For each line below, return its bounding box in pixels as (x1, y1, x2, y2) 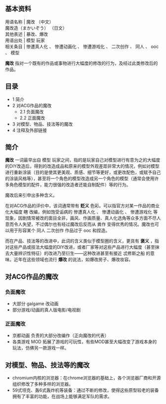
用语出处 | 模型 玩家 (5, 37, 45, 43)
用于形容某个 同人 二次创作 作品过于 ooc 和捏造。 (9, 227, 110, 233)
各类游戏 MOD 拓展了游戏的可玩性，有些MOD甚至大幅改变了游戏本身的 (12, 339, 157, 345)
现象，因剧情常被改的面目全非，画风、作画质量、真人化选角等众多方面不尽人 (5, 215, 161, 221)
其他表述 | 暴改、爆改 (5, 31, 48, 37)
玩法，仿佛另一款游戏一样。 (12, 345, 69, 351)
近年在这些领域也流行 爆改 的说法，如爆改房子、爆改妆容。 (13, 257, 133, 263)
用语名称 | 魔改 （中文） (5, 19, 54, 25)
